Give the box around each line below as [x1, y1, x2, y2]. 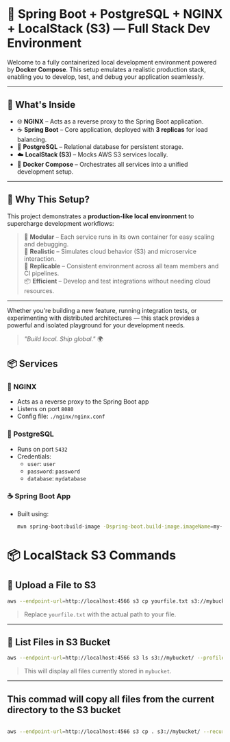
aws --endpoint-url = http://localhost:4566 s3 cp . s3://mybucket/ [7, 728, 201, 735]
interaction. [23, 254, 56, 263]
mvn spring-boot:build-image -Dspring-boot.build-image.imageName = [16, 523, 214, 530]
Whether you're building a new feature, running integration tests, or [7, 306, 197, 314]
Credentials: [16, 452, 51, 461]
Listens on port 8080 [16, 405, 74, 413]
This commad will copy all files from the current [7, 693, 214, 705]
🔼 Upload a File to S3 [7, 579, 97, 591]
